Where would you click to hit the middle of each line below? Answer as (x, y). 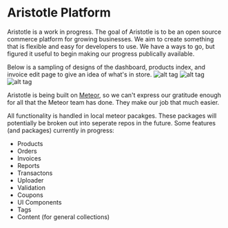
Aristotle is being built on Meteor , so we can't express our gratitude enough (114, 95)
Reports (28, 165)
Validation (31, 187)
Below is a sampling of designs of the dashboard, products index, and (106, 67)
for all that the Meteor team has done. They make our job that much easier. (113, 102)
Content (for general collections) (63, 217)
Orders (27, 151)
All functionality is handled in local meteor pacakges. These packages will (112, 116)
